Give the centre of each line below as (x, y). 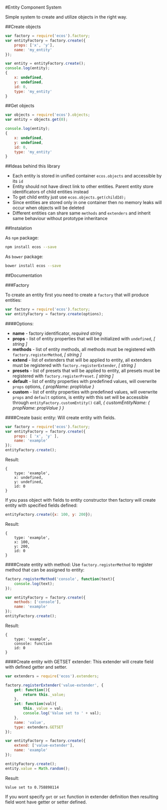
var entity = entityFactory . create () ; (45, 64)
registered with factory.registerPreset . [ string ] (63, 376)
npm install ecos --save (31, 247)
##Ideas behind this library (33, 166)
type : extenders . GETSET (39, 727)
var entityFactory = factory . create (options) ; (54, 314)
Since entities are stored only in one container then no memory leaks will (87, 202)
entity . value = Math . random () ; (38, 768)
